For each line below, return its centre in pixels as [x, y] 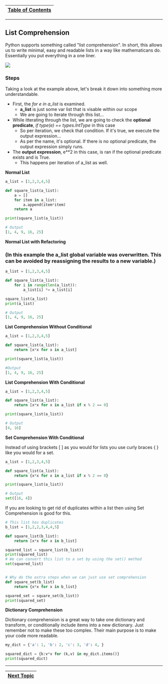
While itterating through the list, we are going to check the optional [81, 120]
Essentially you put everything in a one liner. [50, 55]
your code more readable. [32, 636]
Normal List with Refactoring [35, 242]
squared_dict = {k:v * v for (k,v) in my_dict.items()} [62, 654]
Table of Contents [29, 10]
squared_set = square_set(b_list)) [42, 596]
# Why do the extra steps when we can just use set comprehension [76, 578]
